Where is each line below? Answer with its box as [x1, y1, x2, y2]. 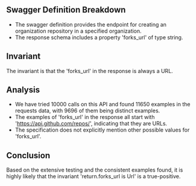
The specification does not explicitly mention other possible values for [14, 126, 190, 133]
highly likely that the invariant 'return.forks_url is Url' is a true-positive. [6, 173, 181, 180]
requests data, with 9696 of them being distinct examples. [14, 107, 160, 114]
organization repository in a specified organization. [14, 27, 142, 34]
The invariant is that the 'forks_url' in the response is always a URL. [6, 67, 173, 74]
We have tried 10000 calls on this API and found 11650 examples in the [14, 101, 191, 108]
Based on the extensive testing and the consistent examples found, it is [6, 166, 183, 174]
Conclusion [6, 150, 51, 161]
